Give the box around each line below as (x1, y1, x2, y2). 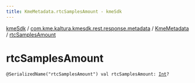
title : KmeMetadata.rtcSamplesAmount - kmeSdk (6, 8, 122, 15)
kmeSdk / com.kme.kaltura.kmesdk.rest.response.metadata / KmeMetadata (6, 25, 189, 32)
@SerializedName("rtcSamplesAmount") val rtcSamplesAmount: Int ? (6, 71, 169, 77)
